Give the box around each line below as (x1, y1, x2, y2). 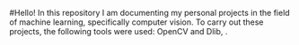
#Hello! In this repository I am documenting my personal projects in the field (9, 8, 290, 18)
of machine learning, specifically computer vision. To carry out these (9, 17, 264, 27)
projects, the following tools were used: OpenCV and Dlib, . (9, 26, 228, 36)
